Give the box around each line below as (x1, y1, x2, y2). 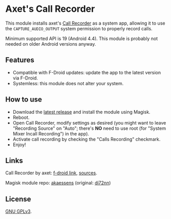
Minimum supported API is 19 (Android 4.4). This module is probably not (5, 35, 158, 42)
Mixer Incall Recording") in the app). (12, 130, 89, 136)
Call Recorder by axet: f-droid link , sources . (5, 170, 98, 176)
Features (5, 56, 34, 65)
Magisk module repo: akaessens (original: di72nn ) (5, 180, 111, 186)
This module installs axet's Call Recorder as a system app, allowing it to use (5, 20, 165, 26)
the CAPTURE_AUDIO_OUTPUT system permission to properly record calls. (5, 25, 153, 31)
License (5, 194, 31, 203)
